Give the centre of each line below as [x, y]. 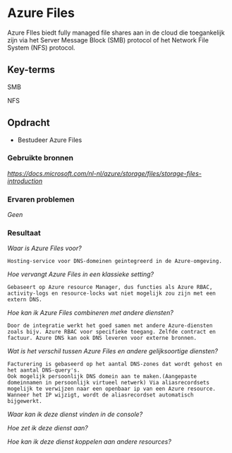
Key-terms [31, 70]
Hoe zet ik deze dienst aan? [48, 428]
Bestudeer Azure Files [50, 140]
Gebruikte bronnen [41, 158]
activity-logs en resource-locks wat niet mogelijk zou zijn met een [112, 294]
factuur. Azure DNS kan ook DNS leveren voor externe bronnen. [102, 338]
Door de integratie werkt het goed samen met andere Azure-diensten [110, 326]
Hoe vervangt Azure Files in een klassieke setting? [80, 274]
